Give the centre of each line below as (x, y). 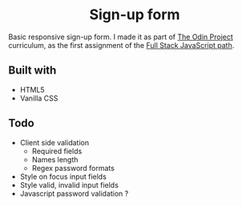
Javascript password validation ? (74, 193)
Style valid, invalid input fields (69, 184)
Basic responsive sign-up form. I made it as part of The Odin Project (121, 37)
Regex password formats (73, 168)
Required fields (57, 151)
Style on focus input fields (63, 176)
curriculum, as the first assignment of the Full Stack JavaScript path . (121, 45)
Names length (55, 159)
